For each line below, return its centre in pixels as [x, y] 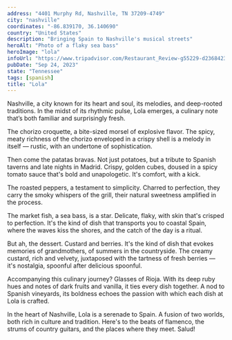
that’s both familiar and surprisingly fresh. [66, 119]
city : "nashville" [33, 20]
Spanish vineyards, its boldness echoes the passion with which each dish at [115, 294]
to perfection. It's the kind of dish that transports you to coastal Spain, [107, 223]
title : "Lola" [28, 84]
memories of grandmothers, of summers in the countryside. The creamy [110, 251]
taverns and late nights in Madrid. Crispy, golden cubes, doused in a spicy [113, 167]
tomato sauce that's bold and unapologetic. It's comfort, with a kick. [104, 174]
